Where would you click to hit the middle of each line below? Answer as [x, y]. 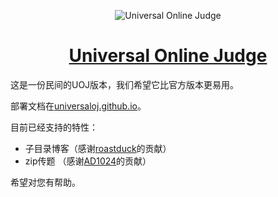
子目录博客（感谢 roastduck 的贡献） [98, 148]
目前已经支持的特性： [54, 127]
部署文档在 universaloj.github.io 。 [78, 106]
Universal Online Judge [168, 56]
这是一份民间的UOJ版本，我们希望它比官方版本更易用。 [125, 84]
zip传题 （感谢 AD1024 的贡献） [88, 161]
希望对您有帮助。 [45, 182]
